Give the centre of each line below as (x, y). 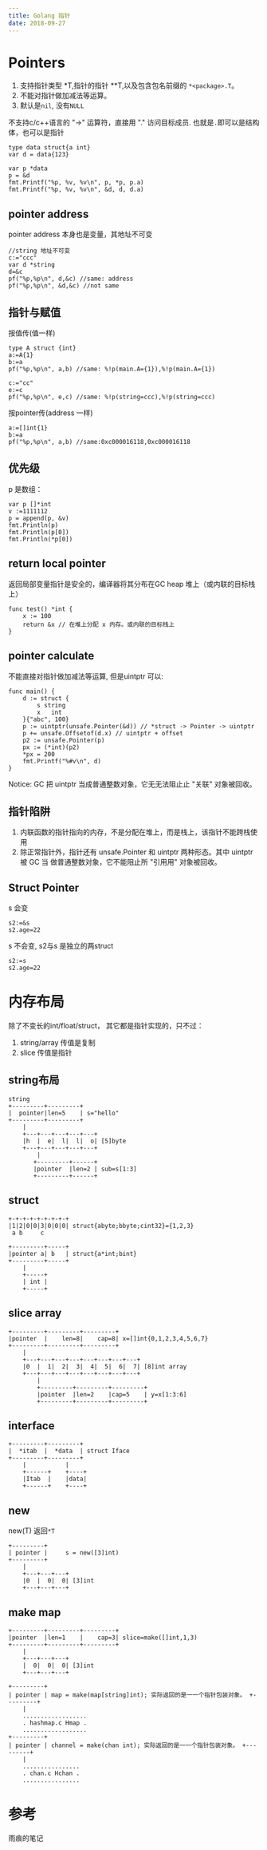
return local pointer (57, 564)
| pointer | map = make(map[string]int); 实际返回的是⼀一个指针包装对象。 (127, 1695)
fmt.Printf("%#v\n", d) (62, 761)
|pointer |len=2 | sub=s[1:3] (85, 1169)
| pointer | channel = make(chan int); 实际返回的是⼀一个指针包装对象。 (124, 1745)
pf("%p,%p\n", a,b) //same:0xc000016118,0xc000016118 (100, 442)
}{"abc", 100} (46, 719)
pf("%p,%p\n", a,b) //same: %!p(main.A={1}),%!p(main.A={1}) (112, 369)
